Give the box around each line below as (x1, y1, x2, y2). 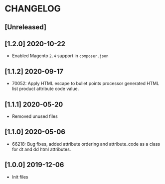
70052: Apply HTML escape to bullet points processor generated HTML (11, 81, 160, 87)
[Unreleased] (4, 23, 47, 31)
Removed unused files (11, 113, 58, 119)
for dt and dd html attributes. (11, 146, 71, 152)
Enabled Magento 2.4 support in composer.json (11, 53, 109, 59)
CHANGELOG (4, 3, 61, 14)
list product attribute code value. (11, 86, 79, 92)
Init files (11, 174, 28, 180)
